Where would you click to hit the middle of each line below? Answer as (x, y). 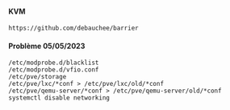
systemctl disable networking (59, 98)
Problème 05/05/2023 (47, 46)
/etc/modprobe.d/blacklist (54, 63)
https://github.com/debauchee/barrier (73, 28)
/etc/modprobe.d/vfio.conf (54, 70)
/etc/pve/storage (38, 77)
